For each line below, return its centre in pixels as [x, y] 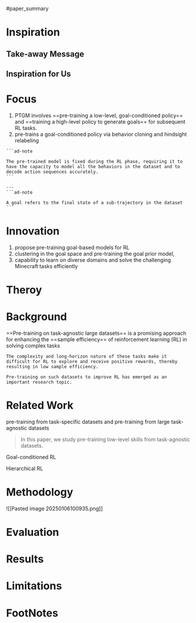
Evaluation [33, 532]
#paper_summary [27, 9]
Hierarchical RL [25, 468]
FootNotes [32, 613]
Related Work [40, 406]
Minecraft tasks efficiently [46, 266]
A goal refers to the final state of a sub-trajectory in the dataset [94, 202]
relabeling [27, 140]
